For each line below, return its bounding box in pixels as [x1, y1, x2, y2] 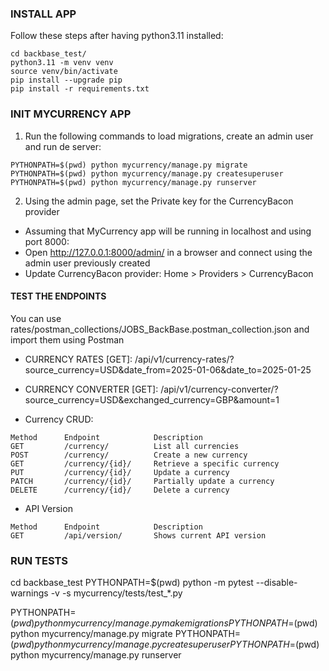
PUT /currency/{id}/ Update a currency [10, 467, 230, 477]
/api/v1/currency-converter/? [160, 383, 279, 395]
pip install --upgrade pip [10, 75, 123, 86]
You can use [10, 312, 62, 324]
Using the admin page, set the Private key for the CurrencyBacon [24, 195, 294, 207]
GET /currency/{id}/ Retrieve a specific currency [10, 458, 280, 469]
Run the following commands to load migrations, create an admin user [24, 130, 314, 142]
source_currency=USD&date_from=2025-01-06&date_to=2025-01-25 [24, 363, 312, 376]
